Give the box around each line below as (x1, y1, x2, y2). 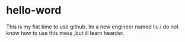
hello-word (6, 4, 62, 17)
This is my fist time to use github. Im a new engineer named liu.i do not (6, 23, 179, 30)
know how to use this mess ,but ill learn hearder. (6, 29, 125, 36)
